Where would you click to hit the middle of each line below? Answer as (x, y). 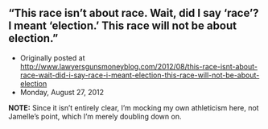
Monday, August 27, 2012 (62, 92)
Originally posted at (52, 58)
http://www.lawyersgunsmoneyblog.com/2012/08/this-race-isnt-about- (139, 66)
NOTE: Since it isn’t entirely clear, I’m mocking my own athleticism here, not (134, 107)
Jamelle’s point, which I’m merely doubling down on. (95, 116)
